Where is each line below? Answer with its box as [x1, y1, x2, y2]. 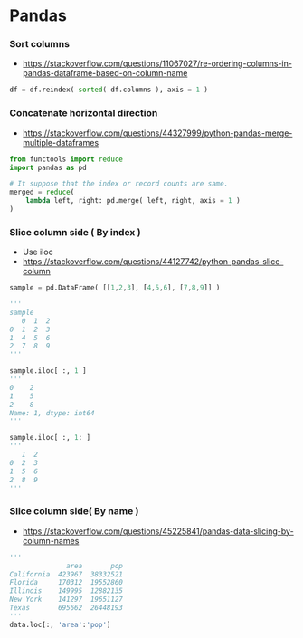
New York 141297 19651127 [9, 595, 124, 605]
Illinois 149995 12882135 [9, 586, 124, 595]
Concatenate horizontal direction [9, 107, 158, 119]
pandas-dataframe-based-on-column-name [22, 68, 188, 79]
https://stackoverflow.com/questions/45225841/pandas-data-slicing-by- [22, 526, 294, 537]
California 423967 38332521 [9, 569, 124, 579]
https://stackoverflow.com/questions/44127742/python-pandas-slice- [22, 256, 284, 267]
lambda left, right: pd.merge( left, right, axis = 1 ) [25, 196, 241, 205]
